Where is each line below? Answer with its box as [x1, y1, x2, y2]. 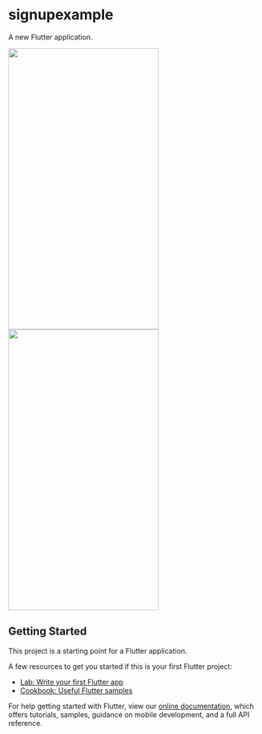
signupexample [8, 6, 114, 24]
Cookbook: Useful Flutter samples [19, 685, 133, 695]
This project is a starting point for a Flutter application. [8, 646, 187, 655]
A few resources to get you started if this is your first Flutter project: [8, 661, 232, 671]
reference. [8, 718, 42, 728]
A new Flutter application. [8, 32, 93, 42]
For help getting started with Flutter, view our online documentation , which [8, 701, 255, 711]
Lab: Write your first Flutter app [19, 677, 124, 687]
